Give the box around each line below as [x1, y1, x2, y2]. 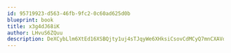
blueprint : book [7, 17, 54, 23]
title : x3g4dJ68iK [7, 23, 60, 30]
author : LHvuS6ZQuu [7, 29, 63, 36]
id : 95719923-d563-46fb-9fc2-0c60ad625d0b [7, 10, 131, 17]
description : [7, 36, 45, 43]
